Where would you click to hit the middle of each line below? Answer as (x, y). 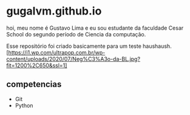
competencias (34, 84)
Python (24, 105)
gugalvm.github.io (54, 11)
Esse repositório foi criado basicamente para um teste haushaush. (89, 46)
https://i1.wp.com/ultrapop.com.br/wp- (57, 52)
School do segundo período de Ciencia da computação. (76, 34)
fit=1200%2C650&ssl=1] (37, 65)
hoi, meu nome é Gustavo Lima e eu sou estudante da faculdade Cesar (95, 28)
